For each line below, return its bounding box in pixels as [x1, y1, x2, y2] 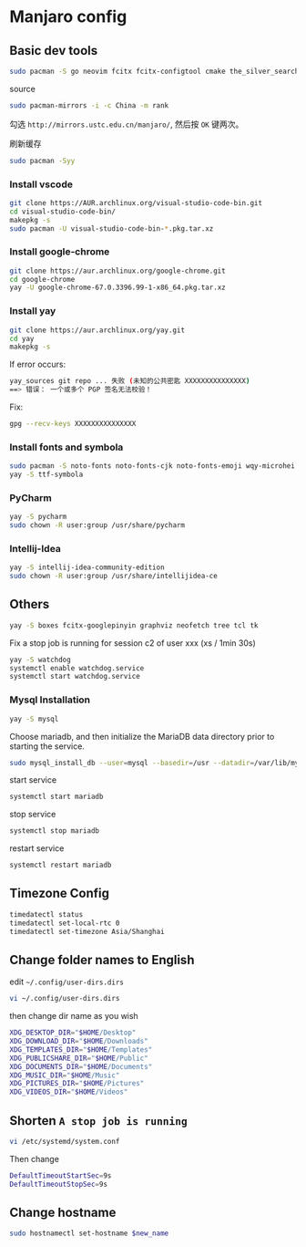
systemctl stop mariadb [9, 826, 100, 836]
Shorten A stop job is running [9, 1113, 189, 1128]
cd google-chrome [9, 275, 76, 284]
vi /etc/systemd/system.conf [9, 1137, 120, 1146]
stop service [9, 809, 56, 820]
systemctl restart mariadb [9, 860, 112, 870]
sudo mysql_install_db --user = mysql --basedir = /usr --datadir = [9, 758, 255, 767]
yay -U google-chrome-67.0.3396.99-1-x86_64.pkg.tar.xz [9, 283, 226, 293]
